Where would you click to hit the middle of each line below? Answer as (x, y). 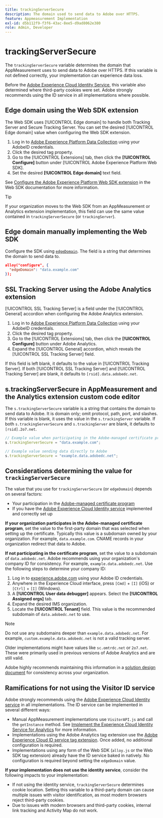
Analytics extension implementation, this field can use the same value (75, 211)
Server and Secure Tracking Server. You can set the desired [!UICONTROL (79, 127)
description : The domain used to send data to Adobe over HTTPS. (72, 14)
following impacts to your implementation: (47, 775)
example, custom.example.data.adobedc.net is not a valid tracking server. (78, 638)
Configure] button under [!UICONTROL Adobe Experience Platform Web (84, 162)
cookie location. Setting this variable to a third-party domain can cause (83, 790)
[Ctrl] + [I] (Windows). (37, 589)
